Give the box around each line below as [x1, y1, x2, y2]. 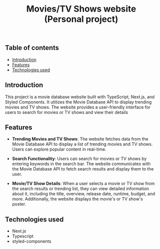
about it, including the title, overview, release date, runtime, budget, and [12, 191, 156, 197]
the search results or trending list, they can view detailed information [12, 186, 149, 192]
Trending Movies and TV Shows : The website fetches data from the [12, 136, 148, 142]
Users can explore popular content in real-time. [12, 146, 106, 152]
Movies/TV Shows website [26, 3, 136, 15]
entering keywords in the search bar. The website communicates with [12, 161, 151, 167]
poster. [12, 201, 27, 207]
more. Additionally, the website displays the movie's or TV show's [12, 196, 143, 202]
